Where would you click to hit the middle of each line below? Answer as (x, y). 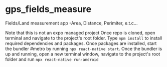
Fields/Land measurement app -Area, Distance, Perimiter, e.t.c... (71, 23)
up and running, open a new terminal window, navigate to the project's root (83, 54)
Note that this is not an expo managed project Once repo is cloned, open (80, 32)
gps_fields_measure (48, 9)
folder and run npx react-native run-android (52, 59)
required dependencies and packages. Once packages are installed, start (81, 43)
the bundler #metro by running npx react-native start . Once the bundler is (83, 48)
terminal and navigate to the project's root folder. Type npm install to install (83, 38)
